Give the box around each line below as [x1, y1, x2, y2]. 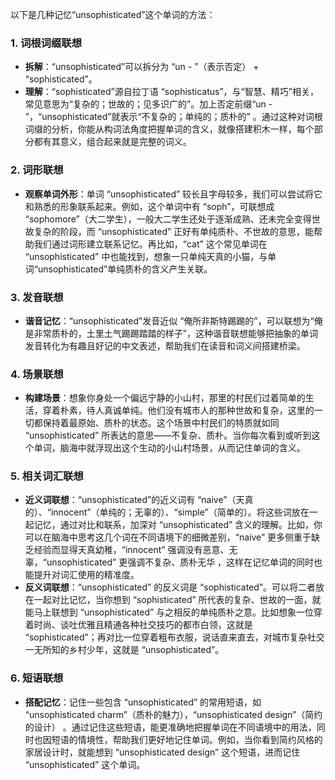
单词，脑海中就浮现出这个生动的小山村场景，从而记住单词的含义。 [33, 442, 306, 454]
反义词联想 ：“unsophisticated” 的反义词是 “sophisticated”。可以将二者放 [24, 581, 325, 593]
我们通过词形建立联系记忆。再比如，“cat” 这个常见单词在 [33, 238, 268, 250]
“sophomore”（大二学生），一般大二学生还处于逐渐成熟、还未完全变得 [24, 213, 312, 225]
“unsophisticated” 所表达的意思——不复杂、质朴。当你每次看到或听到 [24, 429, 312, 442]
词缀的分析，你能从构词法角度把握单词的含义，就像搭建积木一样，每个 [24, 123, 315, 135]
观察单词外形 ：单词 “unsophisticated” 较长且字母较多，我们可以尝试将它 [24, 188, 323, 200]
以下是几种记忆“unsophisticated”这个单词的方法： [10, 9, 216, 20]
